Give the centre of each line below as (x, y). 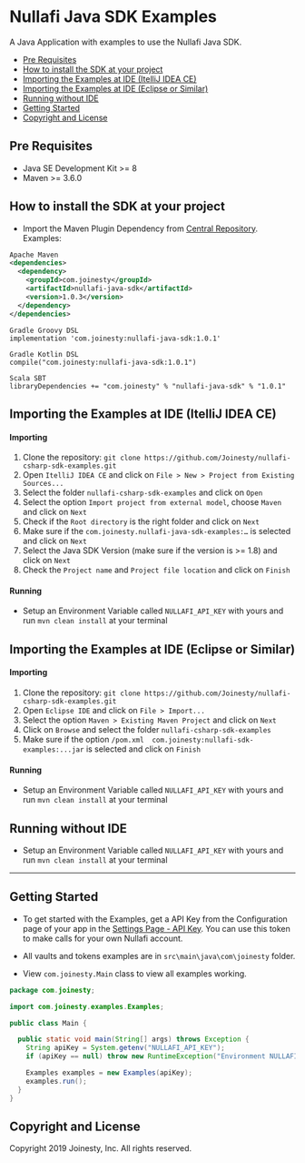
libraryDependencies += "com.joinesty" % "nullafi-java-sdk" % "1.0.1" (148, 386)
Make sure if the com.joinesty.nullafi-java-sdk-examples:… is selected (157, 531)
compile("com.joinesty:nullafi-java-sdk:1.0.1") (103, 362)
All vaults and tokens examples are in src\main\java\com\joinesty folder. (159, 956)
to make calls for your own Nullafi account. (103, 938)
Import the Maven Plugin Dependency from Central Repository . (140, 228)
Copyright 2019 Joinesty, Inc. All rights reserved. (101, 1148)
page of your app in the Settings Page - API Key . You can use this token (156, 928)
